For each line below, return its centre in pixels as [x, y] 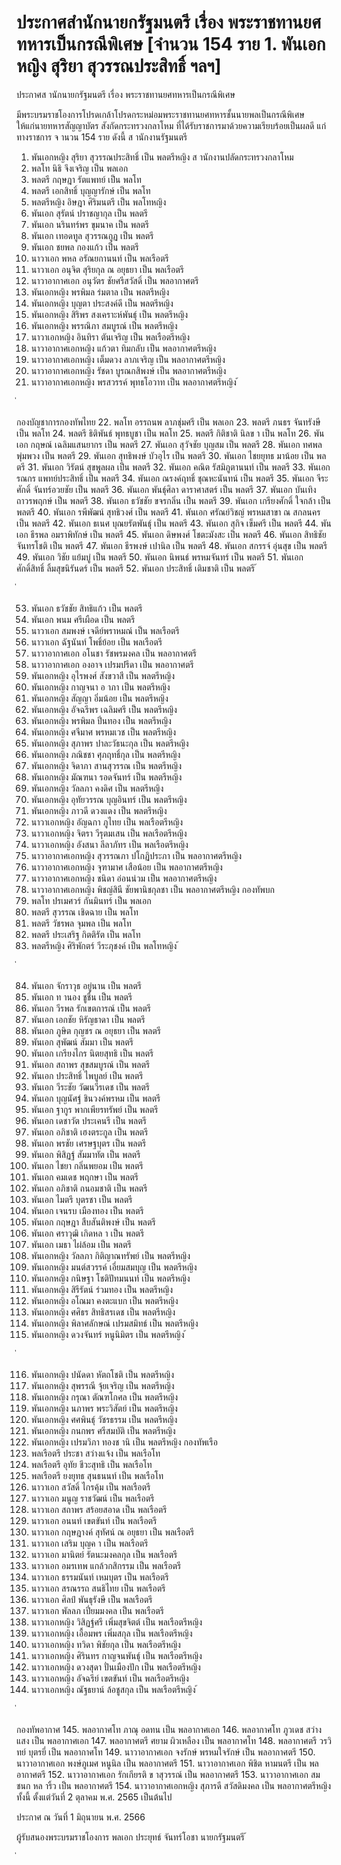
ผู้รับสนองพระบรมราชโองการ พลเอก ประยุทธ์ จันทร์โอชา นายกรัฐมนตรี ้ [132, 1837]
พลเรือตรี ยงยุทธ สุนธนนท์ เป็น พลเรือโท [97, 1475]
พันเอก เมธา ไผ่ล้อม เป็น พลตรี [81, 1244]
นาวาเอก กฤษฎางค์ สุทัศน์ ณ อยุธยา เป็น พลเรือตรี [112, 1532]
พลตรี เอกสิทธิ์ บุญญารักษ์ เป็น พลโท [90, 190]
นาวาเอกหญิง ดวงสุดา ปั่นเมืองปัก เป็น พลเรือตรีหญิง [115, 1667]
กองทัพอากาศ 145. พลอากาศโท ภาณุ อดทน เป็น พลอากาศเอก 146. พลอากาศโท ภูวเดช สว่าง [169, 1729]
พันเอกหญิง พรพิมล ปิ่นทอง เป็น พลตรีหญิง [101, 720]
